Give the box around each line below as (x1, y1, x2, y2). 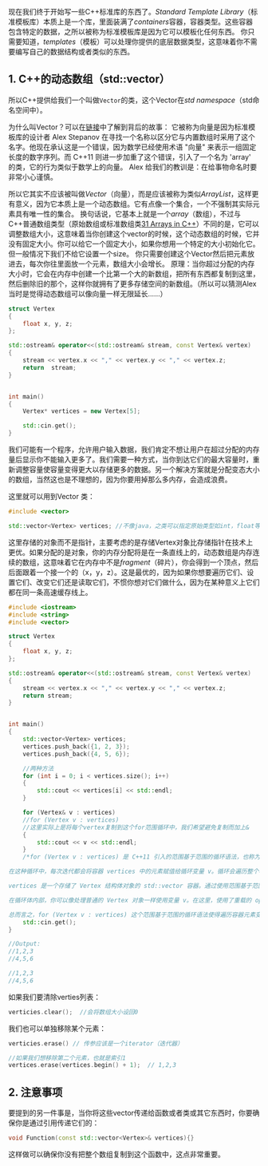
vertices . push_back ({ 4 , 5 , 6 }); (22, 750, 130, 758)
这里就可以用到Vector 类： (8, 492, 96, 502)
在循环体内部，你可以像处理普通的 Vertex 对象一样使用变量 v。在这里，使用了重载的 (8, 896, 252, 904)
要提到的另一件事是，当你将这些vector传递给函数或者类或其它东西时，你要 (8, 1108, 253, 1118)
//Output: (8, 940, 41, 948)
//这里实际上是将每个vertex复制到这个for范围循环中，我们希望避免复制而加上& (22, 823, 250, 831)
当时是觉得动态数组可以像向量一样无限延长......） (8, 288, 167, 298)
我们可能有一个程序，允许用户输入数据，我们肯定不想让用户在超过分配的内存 (8, 445, 260, 454)
